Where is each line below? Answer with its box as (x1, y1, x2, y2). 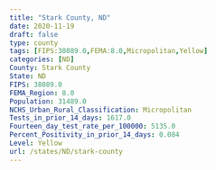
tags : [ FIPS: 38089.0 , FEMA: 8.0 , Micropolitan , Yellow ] (9, 47, 208, 56)
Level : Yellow (9, 139, 63, 148)
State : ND (9, 72, 47, 81)
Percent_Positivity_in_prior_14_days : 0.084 (9, 130, 180, 139)
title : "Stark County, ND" (9, 13, 111, 22)
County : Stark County (9, 64, 91, 73)
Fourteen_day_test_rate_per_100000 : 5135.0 (9, 122, 176, 131)
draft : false (9, 30, 59, 39)
